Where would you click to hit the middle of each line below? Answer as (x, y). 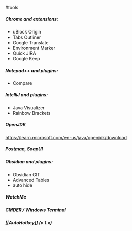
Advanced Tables (31, 180)
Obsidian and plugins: (29, 161)
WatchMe (16, 197)
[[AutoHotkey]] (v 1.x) (29, 222)
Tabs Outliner (27, 37)
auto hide (23, 185)
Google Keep (26, 58)
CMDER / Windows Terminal (36, 210)
